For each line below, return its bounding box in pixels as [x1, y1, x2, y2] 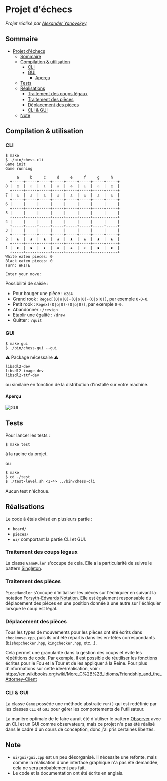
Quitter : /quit [12, 317, 42, 323]
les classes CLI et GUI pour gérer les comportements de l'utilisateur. [5, 706, 145, 712]
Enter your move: [5, 272, 42, 277]
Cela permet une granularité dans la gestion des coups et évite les [5, 650, 142, 656]
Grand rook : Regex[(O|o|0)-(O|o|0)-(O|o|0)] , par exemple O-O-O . [12, 296, 149, 302]
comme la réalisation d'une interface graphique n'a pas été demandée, [12, 759, 159, 765]
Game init [5, 162, 26, 167]
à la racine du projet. [5, 451, 48, 457]
